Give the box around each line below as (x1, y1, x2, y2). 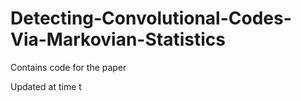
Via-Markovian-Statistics (10, 28, 226, 51)
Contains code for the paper (10, 61, 127, 73)
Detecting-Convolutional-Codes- (10, 7, 292, 30)
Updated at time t (10, 80, 82, 92)
